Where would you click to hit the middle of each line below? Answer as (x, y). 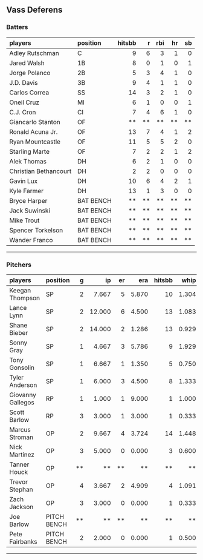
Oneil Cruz (24, 102)
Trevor (19, 482)
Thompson (25, 298)
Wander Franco (31, 240)
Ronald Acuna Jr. (34, 131)
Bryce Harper (28, 200)
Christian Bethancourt (40, 171)
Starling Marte (30, 151)
